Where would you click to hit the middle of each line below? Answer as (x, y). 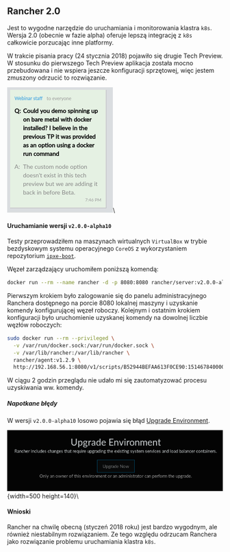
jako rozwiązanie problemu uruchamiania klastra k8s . (81, 541)
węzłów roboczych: (35, 325)
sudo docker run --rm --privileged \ (61, 338)
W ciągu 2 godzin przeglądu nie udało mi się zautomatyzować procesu (107, 380)
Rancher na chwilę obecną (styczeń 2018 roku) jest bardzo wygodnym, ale (112, 527)
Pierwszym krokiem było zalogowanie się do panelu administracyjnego (107, 295)
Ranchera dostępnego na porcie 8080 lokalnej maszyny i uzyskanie (103, 303)
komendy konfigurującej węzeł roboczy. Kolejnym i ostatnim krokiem (104, 310)
